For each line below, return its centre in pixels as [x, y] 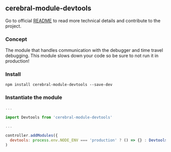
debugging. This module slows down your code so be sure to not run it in [82, 56]
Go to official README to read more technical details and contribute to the [83, 20]
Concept [16, 39]
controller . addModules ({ [32, 136]
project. [13, 26]
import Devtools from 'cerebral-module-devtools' [59, 117]
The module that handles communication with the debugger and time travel [84, 50]
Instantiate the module [34, 98]
